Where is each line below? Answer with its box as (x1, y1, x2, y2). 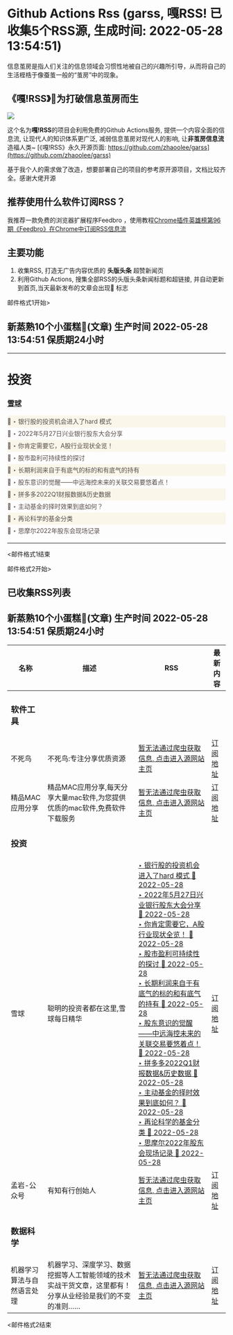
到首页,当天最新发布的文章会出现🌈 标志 (17, 284, 128, 292)
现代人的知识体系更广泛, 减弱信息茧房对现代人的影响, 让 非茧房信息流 (28, 134, 224, 142)
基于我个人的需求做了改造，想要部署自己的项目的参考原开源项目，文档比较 (7, 165, 220, 173)
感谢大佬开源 (19, 173, 56, 182)
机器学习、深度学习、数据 (47, 1259, 131, 1269)
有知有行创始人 (47, 1185, 96, 1195)
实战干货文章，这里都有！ (47, 1280, 131, 1290)
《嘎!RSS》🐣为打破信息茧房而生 (7, 93, 139, 105)
